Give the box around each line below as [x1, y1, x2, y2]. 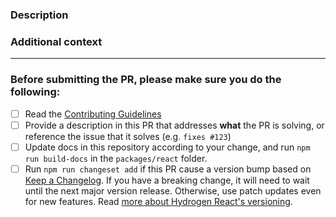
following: [10, 85, 61, 99]
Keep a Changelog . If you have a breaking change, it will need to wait [24, 174, 310, 186]
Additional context [10, 34, 103, 48]
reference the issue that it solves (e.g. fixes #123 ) [24, 130, 232, 142]
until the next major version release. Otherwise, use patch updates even [24, 184, 322, 197]
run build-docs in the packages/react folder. [24, 152, 208, 164]
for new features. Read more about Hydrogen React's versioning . [24, 195, 293, 207]
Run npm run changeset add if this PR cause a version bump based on [24, 163, 312, 175]
